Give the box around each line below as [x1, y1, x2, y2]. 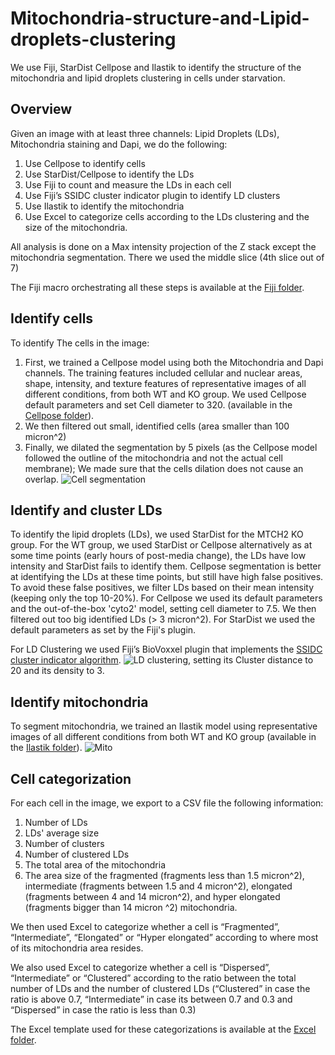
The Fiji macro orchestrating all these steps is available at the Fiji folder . [10, 281, 305, 293]
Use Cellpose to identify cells [24, 157, 146, 169]
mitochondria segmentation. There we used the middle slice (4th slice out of [10, 251, 325, 263]
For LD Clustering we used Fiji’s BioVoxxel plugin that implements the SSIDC [10, 643, 323, 656]
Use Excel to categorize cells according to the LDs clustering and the [24, 210, 310, 222]
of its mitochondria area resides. [10, 942, 144, 954]
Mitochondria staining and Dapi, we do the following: [10, 138, 228, 150]
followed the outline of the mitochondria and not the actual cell [24, 452, 283, 464]
